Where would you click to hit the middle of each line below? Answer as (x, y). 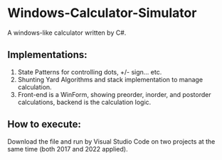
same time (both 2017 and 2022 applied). (68, 149)
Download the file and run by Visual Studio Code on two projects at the (111, 141)
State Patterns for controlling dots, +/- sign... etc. (90, 72)
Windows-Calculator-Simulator (102, 13)
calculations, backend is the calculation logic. (84, 102)
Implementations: (47, 55)
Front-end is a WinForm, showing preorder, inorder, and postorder (114, 94)
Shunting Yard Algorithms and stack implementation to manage (110, 79)
